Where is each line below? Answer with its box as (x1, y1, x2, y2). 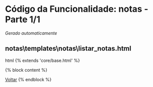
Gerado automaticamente (5, 30, 57, 36)
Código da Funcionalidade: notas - (5, 3, 149, 15)
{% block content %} (5, 67, 48, 73)
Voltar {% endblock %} (5, 76, 52, 82)
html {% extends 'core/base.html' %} (5, 58, 80, 63)
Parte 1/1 (5, 14, 41, 25)
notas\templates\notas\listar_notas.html (5, 44, 131, 53)
